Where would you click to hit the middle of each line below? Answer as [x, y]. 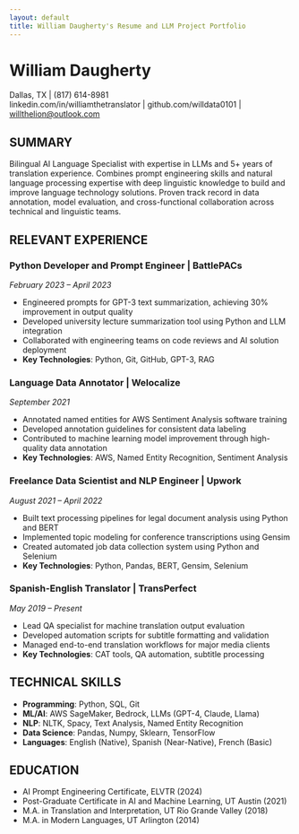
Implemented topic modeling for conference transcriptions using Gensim [156, 537]
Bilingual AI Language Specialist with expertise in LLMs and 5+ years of [141, 164]
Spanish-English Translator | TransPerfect [103, 588]
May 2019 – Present [46, 608]
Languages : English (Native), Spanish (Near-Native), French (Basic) [147, 742]
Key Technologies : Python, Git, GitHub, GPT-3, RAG [118, 359]
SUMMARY [41, 142]
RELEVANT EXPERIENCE [79, 240]
